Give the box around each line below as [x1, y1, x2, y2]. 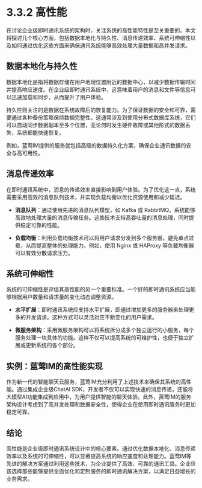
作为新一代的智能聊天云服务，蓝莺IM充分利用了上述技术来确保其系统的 [6, 378, 182, 385]
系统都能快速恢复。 [16, 129, 64, 136]
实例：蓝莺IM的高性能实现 [6, 361, 103, 371]
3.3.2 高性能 [6, 5, 67, 19]
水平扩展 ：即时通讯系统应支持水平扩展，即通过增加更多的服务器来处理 [14, 306, 189, 313]
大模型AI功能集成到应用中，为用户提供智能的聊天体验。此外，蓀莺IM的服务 [6, 393, 191, 400]
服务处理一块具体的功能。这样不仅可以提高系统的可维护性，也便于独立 [14, 334, 189, 341]
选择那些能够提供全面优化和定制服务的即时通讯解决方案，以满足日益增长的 [11, 467, 196, 475]
